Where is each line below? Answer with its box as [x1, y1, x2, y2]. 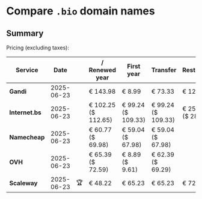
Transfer [151, 66, 177, 74]
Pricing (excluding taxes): [6, 44, 70, 51]
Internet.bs [9, 108, 42, 117]
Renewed [88, 66, 116, 74]
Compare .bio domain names [6, 4, 155, 18]
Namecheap [9, 133, 45, 141]
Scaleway [9, 179, 38, 187]
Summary [6, 28, 44, 38]
